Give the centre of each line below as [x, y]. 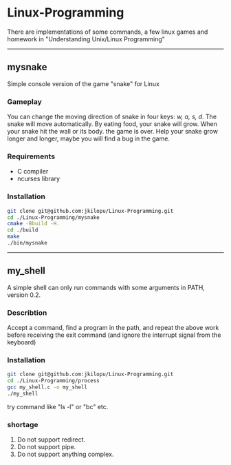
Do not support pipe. [46, 447]
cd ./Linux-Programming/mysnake [53, 217]
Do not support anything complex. [65, 454]
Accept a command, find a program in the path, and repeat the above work [113, 328]
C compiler [33, 172]
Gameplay [25, 101]
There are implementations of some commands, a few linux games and [108, 32]
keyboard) [22, 342]
